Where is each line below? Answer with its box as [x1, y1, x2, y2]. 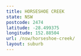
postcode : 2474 [6, 19, 44, 25]
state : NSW [6, 14, 33, 20]
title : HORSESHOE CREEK [6, 8, 65, 15]
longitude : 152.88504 [6, 30, 60, 36]
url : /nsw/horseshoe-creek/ [6, 36, 76, 41]
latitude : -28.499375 [6, 24, 60, 31]
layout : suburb [6, 41, 44, 47]
